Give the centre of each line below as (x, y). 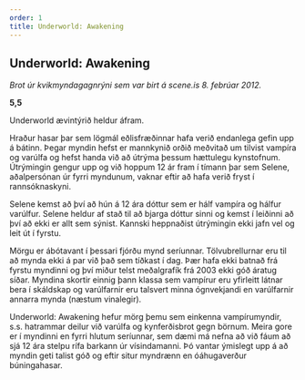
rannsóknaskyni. (40, 187)
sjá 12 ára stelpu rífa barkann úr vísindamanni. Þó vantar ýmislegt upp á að (149, 346)
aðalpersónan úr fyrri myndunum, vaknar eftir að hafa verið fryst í (132, 177)
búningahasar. (36, 365)
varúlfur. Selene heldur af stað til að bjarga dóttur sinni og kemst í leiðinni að (152, 214)
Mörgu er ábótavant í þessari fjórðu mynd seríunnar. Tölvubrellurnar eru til (148, 251)
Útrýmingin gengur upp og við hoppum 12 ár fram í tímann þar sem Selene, (149, 167)
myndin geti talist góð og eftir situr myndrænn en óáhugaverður (128, 355)
